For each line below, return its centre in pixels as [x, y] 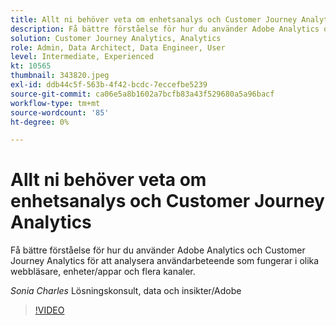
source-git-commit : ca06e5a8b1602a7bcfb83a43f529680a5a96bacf [142, 94]
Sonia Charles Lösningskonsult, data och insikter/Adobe [126, 291]
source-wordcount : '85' [60, 112]
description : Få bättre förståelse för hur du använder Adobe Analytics [165, 29]
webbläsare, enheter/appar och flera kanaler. [103, 272]
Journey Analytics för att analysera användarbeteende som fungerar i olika [165, 261]
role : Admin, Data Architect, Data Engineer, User [118, 47]
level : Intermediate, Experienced [82, 57]
